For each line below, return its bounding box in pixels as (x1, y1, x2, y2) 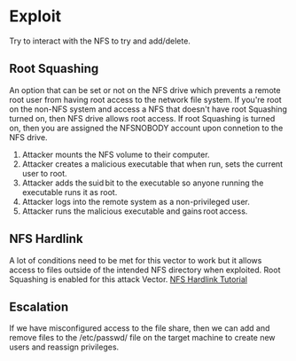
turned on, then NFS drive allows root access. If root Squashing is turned (9, 113, 276, 123)
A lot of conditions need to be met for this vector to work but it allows (9, 255, 262, 265)
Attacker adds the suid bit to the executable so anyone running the (21, 177, 264, 188)
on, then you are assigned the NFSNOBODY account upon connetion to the (9, 122, 284, 133)
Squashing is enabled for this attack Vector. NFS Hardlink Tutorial (9, 273, 248, 285)
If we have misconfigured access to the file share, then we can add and (9, 323, 270, 334)
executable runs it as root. (21, 186, 118, 197)
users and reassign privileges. (9, 341, 120, 352)
